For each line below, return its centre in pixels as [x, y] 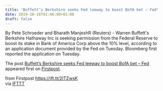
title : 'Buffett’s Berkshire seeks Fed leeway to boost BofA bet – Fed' [82, 10]
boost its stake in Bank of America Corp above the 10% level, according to [81, 44]
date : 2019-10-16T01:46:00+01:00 [40, 14]
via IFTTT [15, 84]
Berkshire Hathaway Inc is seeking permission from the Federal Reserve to [81, 38]
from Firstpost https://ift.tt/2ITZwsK [41, 78]
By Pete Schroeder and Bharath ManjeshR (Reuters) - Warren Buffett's [77, 33]
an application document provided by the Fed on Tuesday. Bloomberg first [81, 49]
